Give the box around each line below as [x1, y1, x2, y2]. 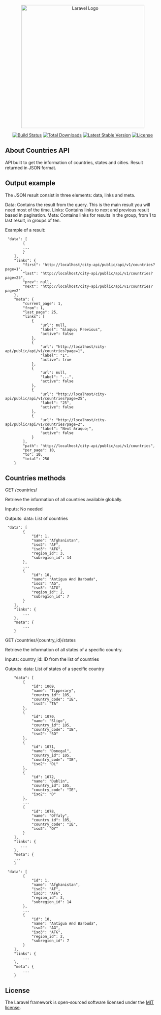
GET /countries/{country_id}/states [5, 637, 76, 643]
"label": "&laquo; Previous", [40, 327, 102, 332]
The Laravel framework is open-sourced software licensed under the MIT [5, 999, 154, 1005]
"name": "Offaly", [31, 813, 69, 818]
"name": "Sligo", [31, 718, 67, 724]
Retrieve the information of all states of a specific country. [5, 647, 123, 653]
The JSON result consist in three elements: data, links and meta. [5, 192, 135, 198]
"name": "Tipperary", [31, 688, 76, 693]
